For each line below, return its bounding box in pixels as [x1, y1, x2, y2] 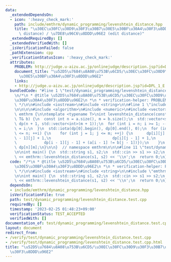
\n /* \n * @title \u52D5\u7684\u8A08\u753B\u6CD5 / [14, 93, 122, 98]
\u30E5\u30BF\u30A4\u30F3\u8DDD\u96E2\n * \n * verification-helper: [14, 164, 163, 169]
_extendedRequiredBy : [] [10, 36, 63, 41]
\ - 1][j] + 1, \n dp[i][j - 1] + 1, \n [14, 136, 156, 141]
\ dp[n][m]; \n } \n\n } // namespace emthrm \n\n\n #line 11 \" [14, 145, 145, 150]
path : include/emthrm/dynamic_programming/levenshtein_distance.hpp [14, 21, 163, 27]
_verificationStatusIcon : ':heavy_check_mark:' [10, 55, 113, 60]
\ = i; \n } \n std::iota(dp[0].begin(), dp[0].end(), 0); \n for [14, 126, 158, 131]
